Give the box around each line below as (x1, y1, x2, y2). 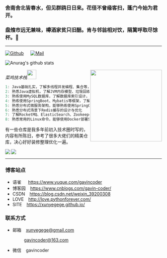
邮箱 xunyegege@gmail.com (12, 227, 75, 233)
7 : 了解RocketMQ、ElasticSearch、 (5, 112, 74, 118)
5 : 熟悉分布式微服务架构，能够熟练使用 (5, 103, 75, 108)
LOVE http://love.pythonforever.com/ (12, 196, 91, 202)
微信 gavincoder (12, 247, 49, 253)
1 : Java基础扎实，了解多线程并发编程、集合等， (5, 85, 91, 90)
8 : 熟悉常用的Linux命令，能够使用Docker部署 (5, 117, 88, 122)
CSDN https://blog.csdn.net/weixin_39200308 (12, 191, 111, 197)
